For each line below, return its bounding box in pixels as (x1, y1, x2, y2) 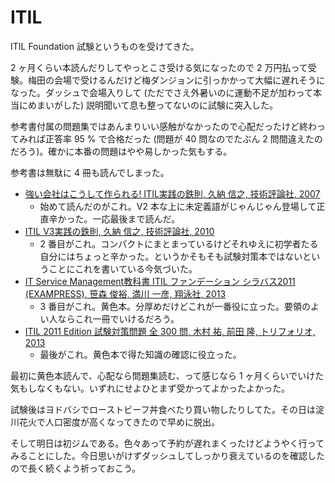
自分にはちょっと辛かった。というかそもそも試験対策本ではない (39, 250, 303, 262)
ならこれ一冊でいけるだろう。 (57, 312, 180, 325)
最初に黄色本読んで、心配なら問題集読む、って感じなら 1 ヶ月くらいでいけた (10, 369, 325, 381)
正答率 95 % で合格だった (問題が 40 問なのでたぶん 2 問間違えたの (44, 132, 323, 145)
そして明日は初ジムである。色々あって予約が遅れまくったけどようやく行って (10, 437, 325, 449)
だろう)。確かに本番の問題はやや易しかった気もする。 (10, 145, 233, 157)
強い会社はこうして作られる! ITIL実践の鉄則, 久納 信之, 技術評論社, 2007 (24, 187, 321, 200)
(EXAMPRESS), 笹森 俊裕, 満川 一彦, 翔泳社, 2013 (24, 287, 227, 300)
